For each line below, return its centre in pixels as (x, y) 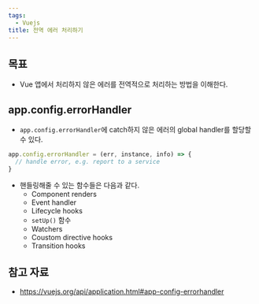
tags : (17, 15)
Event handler (54, 202)
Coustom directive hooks (72, 237)
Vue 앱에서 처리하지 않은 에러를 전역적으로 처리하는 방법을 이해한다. (124, 84)
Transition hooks (58, 246)
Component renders (64, 194)
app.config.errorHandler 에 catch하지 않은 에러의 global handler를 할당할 (135, 130)
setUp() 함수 (51, 220)
